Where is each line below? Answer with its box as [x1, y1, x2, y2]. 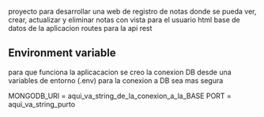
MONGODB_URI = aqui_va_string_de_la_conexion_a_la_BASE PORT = [8, 91, 232, 100]
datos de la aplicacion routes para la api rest [8, 24, 153, 32]
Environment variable [8, 47, 116, 60]
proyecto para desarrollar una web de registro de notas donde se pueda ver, [8, 7, 257, 16]
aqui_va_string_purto [8, 99, 76, 109]
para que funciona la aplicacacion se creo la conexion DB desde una [8, 67, 232, 77]
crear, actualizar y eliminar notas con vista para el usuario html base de [8, 15, 240, 25]
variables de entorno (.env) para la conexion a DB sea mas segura [8, 75, 224, 85]
